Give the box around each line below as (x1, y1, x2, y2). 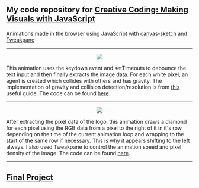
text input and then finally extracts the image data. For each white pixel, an (6, 71, 188, 78)
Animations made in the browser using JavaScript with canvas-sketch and (6, 30, 188, 37)
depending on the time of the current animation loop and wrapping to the (6, 130, 184, 137)
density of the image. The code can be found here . (6, 149, 130, 156)
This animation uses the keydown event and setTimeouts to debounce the (6, 64, 187, 71)
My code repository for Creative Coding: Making (6, 5, 188, 15)
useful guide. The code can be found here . (6, 89, 111, 97)
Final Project (6, 173, 53, 183)
